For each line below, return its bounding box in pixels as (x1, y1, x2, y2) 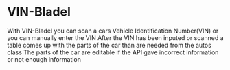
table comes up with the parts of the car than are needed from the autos (7, 41, 211, 49)
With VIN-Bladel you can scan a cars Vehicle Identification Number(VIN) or (7, 27, 219, 35)
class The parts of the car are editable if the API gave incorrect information (7, 48, 219, 56)
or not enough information (7, 55, 81, 63)
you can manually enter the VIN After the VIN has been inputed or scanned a (7, 33, 225, 41)
